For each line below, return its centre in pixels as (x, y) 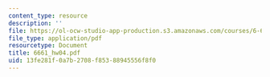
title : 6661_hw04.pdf (45, 53)
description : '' (35, 23)
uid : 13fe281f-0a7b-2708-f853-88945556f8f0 (82, 61)
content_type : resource (48, 16)
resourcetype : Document (48, 46)
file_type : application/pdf (55, 38)
